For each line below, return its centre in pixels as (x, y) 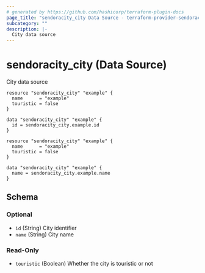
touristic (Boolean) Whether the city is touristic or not (84, 264)
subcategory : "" (27, 23)
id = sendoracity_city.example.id (56, 125)
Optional (19, 214)
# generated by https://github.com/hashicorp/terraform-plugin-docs (95, 12)
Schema (22, 197)
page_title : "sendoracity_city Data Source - (65, 18)
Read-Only (23, 250)
